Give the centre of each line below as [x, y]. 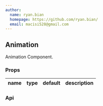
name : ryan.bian [27, 15]
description [80, 83]
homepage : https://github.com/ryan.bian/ [54, 19]
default [51, 83]
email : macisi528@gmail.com [39, 24]
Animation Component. [29, 57]
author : [13, 10]
